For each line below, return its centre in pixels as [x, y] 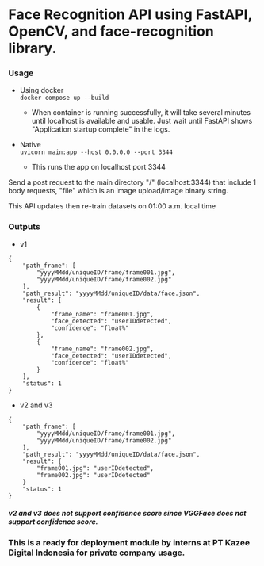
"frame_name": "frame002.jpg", [102, 349]
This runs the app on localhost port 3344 [99, 167]
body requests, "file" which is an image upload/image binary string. [118, 191]
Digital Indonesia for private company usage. [97, 553]
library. [33, 48]
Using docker [42, 90]
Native [30, 145]
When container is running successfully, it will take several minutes [141, 113]
